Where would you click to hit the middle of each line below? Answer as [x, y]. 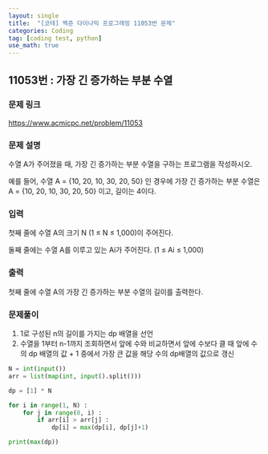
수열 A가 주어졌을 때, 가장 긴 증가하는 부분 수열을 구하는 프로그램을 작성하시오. [130, 164]
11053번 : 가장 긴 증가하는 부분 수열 [91, 80]
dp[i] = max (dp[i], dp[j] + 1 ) [100, 428]
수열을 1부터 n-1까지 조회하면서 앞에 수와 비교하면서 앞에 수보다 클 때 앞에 [134, 343]
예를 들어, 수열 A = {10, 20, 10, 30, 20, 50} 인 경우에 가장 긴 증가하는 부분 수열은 [134, 181]
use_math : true [34, 46]
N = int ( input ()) [37, 369]
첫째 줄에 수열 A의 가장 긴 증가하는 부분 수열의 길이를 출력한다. [106, 292]
